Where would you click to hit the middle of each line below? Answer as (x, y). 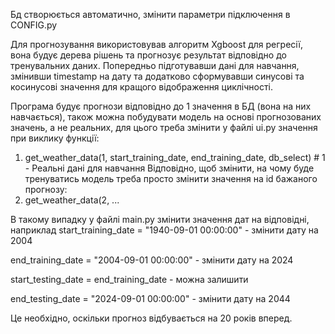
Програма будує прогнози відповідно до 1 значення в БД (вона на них (161, 106)
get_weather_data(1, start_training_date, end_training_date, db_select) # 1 (175, 157)
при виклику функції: (55, 138)
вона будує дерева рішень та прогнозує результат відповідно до (148, 55)
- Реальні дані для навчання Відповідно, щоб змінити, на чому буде (169, 168)
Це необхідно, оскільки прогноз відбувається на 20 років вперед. (151, 318)
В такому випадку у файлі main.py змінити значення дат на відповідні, (160, 219)
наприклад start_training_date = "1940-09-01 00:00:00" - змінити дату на (164, 230)
